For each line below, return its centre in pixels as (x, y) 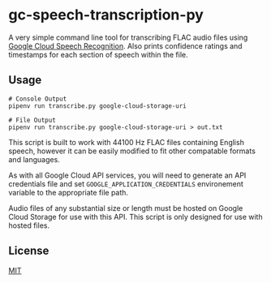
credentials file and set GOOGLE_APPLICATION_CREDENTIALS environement (126, 183)
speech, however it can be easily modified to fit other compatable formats (132, 151)
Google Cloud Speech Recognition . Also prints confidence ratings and (125, 45)
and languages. (34, 159)
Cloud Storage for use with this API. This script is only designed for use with (135, 217)
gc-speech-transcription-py (106, 15)
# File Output (32, 120)
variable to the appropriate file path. (68, 192)
